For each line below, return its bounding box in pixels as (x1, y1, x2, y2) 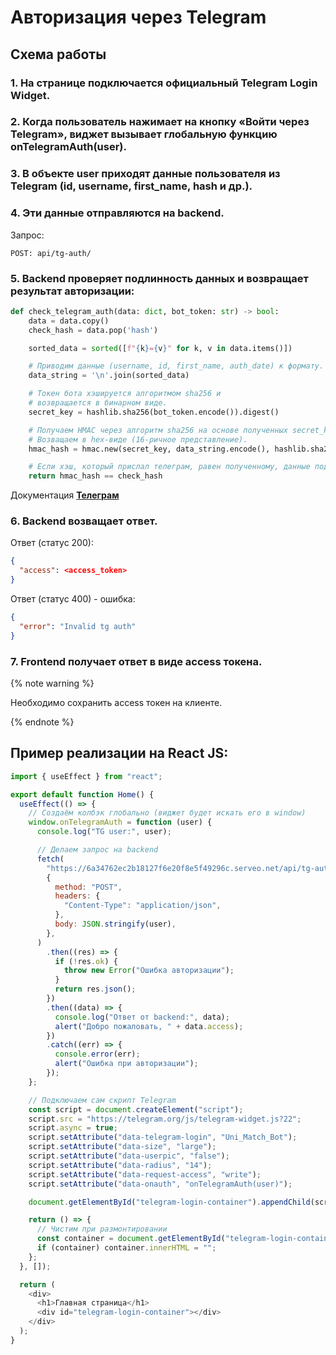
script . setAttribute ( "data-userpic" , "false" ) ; (28, 1151, 230, 1161)
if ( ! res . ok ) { (54, 956, 118, 966)
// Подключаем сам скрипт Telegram (28, 1095, 177, 1105)
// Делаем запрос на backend (36, 845, 159, 855)
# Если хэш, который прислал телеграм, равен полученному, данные (28, 462, 311, 472)
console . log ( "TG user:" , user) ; (36, 827, 172, 837)
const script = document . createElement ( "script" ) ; (28, 1104, 244, 1115)
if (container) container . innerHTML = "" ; (36, 1243, 217, 1253)
